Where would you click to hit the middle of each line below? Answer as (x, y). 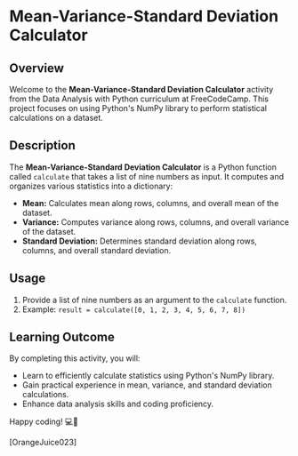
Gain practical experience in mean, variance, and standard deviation (147, 385)
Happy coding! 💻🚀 (44, 422)
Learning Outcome (62, 337)
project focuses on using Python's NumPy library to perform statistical (138, 108)
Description (42, 145)
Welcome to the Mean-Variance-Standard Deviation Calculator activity (141, 89)
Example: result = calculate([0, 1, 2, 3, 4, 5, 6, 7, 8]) (134, 309)
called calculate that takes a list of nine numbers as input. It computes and (147, 176)
